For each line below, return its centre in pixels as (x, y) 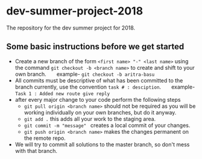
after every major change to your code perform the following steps (98, 99)
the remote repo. (45, 138)
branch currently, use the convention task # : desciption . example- (105, 87)
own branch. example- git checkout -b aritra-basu (85, 74)
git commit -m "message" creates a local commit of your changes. (107, 125)
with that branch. (36, 151)
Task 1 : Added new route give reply (62, 94)
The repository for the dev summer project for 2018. (71, 28)
